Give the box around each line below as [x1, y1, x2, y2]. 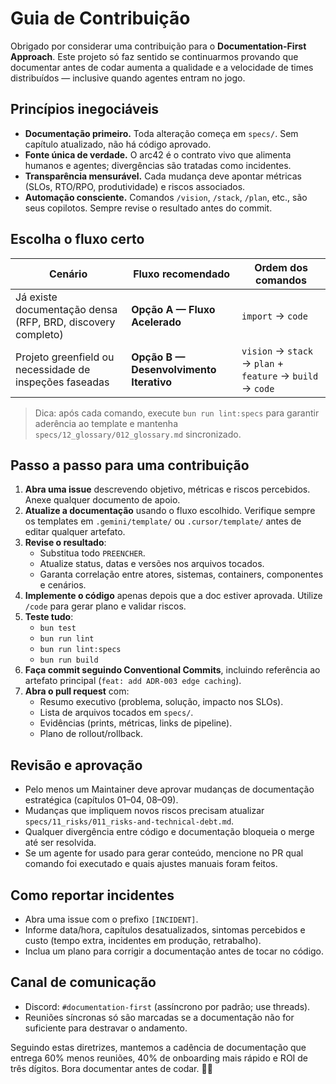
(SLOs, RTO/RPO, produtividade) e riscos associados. [24, 180, 246, 192]
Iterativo [131, 375, 173, 389]
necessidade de [15, 362, 91, 376]
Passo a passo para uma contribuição [10, 457, 250, 474]
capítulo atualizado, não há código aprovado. [24, 138, 212, 150]
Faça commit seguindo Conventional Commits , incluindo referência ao [24, 664, 321, 676]
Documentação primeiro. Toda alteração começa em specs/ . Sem [24, 127, 299, 139]
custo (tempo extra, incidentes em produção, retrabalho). [24, 935, 262, 946]
